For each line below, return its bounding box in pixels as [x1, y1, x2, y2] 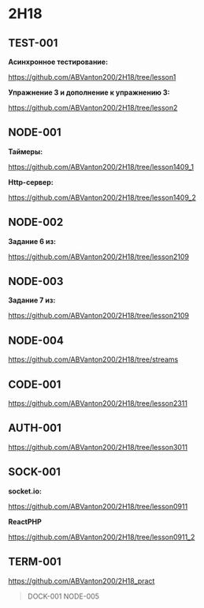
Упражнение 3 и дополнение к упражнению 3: [8, 88, 171, 97]
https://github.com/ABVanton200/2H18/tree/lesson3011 [8, 442, 188, 452]
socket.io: [8, 486, 42, 496]
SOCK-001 [8, 465, 61, 479]
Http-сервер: [8, 177, 54, 186]
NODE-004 [8, 333, 65, 347]
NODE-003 [8, 275, 64, 288]
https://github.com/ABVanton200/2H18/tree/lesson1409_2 [8, 193, 197, 202]
